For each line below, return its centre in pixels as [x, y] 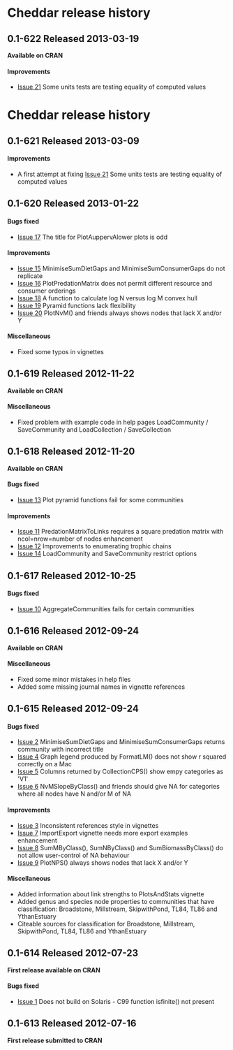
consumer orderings [46, 291]
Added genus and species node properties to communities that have [116, 901]
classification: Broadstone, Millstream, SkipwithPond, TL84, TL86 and [117, 909]
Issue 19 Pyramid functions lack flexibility [76, 305]
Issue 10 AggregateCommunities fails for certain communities [106, 608]
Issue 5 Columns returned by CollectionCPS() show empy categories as [120, 772]
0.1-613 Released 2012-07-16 [72, 1024]
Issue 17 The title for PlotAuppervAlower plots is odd [92, 237]
